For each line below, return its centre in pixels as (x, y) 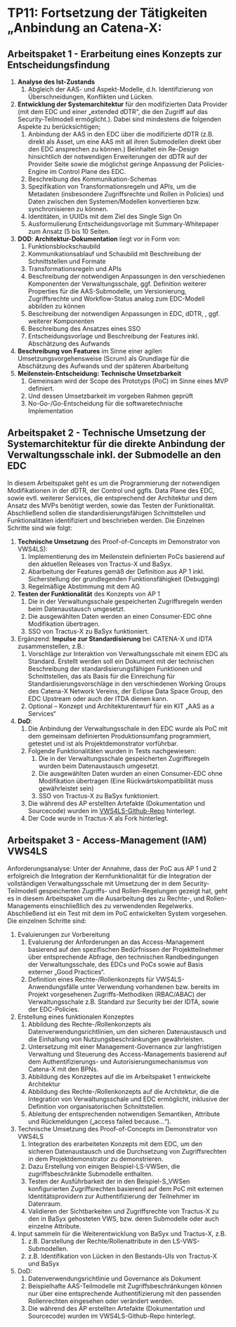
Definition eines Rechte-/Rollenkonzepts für (91, 979)
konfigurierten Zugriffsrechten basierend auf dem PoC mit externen (125, 1188)
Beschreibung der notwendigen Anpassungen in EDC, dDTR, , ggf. (124, 314)
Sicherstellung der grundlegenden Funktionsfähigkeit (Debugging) (124, 579)
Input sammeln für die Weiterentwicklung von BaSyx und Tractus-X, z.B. (122, 1233)
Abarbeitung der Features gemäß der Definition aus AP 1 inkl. (116, 571)
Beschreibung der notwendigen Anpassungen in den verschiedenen (126, 276)
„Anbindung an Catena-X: (85, 28)
